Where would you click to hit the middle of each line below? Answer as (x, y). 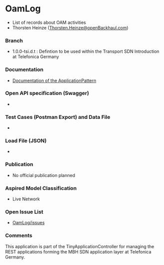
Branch (14, 40)
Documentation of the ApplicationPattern (54, 81)
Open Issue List (24, 212)
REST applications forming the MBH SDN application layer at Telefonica (78, 252)
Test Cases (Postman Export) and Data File (58, 117)
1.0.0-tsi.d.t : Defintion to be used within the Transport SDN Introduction (86, 51)
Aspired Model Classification (41, 188)
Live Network (26, 199)
